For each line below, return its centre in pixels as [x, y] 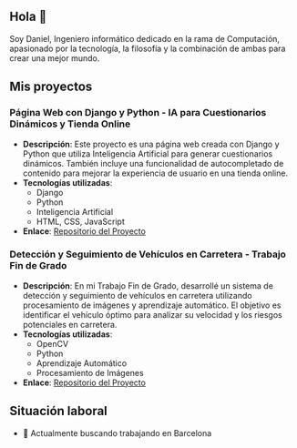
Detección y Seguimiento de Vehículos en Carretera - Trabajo [148, 254]
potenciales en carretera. [70, 324]
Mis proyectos [51, 87]
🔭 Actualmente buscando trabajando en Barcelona [117, 433]
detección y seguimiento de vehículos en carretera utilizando [137, 295]
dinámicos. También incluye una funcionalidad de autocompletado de [153, 163]
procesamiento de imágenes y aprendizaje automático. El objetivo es [152, 305]
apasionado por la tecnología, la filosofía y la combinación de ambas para [148, 48]
